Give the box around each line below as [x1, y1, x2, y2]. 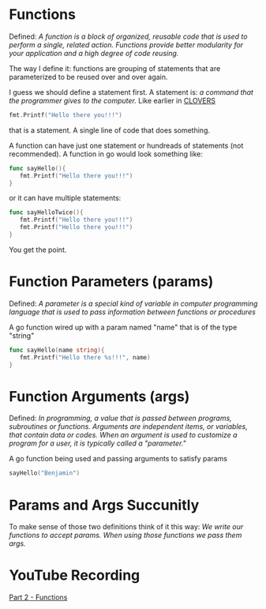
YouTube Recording [9, 566, 140, 585]
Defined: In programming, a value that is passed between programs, [9, 413, 232, 423]
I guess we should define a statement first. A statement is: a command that [9, 87, 253, 96]
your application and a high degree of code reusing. [9, 48, 179, 58]
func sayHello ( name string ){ [9, 346, 105, 354]
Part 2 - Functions [9, 592, 68, 602]
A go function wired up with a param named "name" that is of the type [9, 322, 238, 332]
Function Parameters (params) [9, 273, 214, 291]
